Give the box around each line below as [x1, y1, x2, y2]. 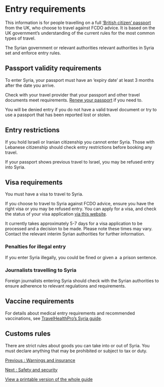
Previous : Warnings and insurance [5, 357, 75, 363]
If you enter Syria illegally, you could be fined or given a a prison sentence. [5, 254, 157, 260]
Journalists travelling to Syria [5, 266, 77, 273]
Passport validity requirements [5, 64, 102, 73]
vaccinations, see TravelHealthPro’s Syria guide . [5, 315, 102, 321]
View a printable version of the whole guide [5, 376, 93, 382]
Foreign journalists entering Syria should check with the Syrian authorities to [5, 278, 159, 284]
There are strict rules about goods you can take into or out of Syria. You [5, 342, 150, 348]
